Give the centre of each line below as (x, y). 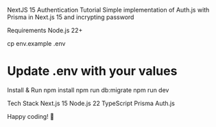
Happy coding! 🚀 (31, 116)
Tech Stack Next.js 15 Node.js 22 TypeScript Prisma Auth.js (91, 103)
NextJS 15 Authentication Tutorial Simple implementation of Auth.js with (108, 10)
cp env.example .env (36, 43)
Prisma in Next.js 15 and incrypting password (71, 17)
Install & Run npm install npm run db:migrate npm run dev (88, 90)
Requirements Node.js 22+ (45, 30)
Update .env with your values (92, 71)
